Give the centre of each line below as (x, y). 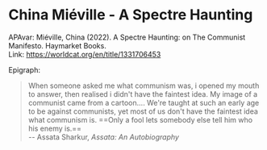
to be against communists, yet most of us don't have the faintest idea (143, 111)
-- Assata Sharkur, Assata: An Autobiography (104, 137)
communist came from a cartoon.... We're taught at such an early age (144, 102)
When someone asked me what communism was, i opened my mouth (144, 85)
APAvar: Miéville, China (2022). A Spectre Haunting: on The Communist (127, 37)
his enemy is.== (55, 128)
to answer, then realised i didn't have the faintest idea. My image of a (143, 94)
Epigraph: (24, 69)
